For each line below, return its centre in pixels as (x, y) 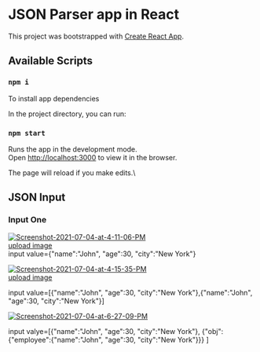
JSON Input (37, 198)
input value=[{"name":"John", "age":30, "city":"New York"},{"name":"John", (130, 292)
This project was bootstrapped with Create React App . (96, 36)
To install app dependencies (54, 98)
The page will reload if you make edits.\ (72, 172)
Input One (27, 220)
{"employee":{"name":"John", (56, 339)
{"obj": (212, 331)
